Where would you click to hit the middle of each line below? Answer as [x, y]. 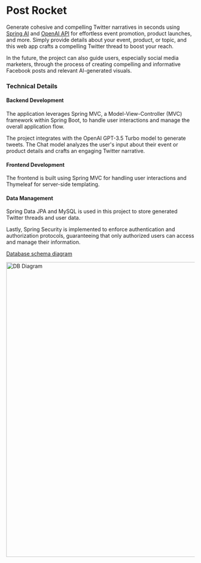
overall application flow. [35, 127]
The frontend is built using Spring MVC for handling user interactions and [96, 178]
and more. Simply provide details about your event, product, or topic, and [97, 40]
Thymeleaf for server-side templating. [53, 184]
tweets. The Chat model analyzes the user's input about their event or [92, 145]
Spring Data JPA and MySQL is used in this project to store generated [92, 211]
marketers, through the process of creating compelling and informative [94, 64]
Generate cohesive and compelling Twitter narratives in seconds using [93, 27]
